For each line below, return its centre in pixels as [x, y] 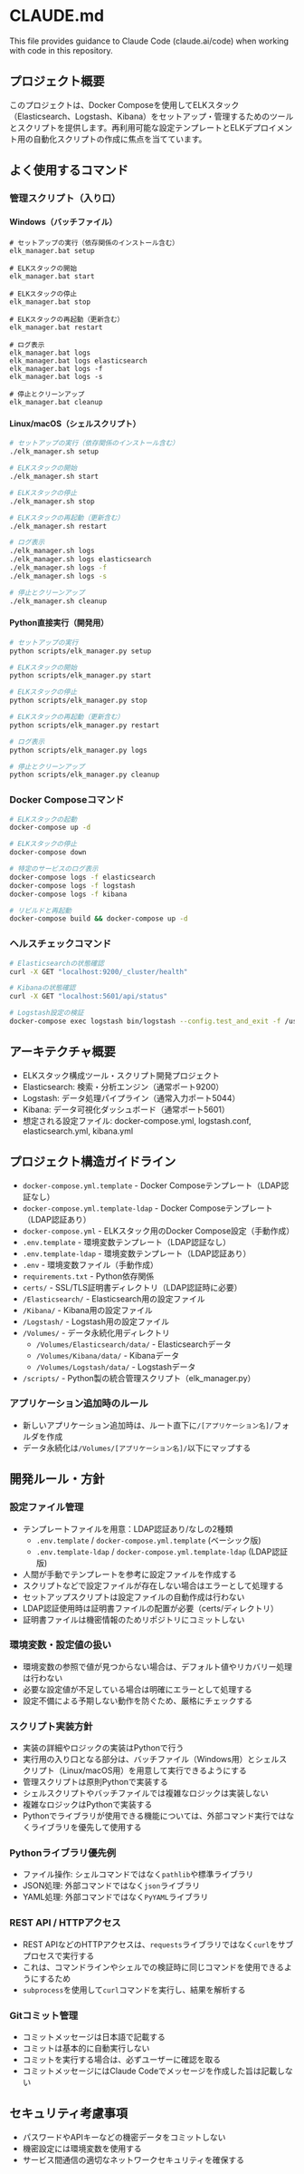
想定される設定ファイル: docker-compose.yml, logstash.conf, [137, 1120]
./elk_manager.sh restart [58, 526]
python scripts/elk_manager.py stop [78, 701]
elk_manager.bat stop [50, 302]
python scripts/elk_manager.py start [81, 676]
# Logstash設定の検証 [47, 1013]
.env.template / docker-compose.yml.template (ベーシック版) [148, 1540]
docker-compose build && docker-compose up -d [99, 919]
